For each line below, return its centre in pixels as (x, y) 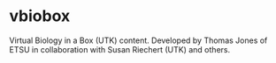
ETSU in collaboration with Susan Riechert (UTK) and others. (120, 49)
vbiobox (40, 16)
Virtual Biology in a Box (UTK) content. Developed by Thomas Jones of (138, 40)
